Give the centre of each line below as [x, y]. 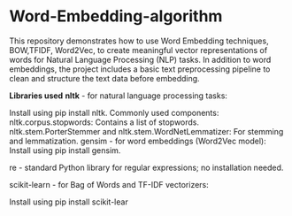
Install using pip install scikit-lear [69, 202]
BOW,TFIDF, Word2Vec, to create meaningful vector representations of [138, 50]
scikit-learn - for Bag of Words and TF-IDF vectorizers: [109, 184]
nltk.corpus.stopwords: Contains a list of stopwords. [104, 122]
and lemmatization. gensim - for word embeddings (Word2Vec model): [138, 141]
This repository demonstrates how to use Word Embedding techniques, [139, 41]
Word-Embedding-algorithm [116, 16]
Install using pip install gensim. [65, 150]
